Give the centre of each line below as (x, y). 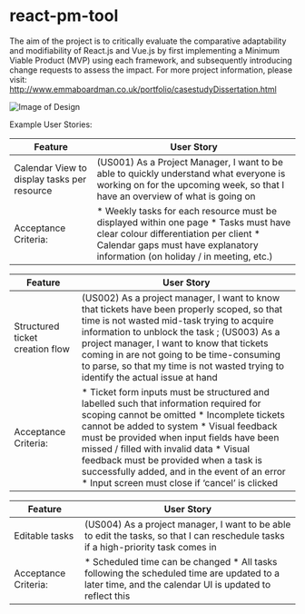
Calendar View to (51, 167)
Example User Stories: (51, 124)
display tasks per (50, 179)
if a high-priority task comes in (151, 547)
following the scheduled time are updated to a (182, 573)
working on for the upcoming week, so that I (191, 184)
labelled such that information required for (171, 403)
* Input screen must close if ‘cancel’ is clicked (180, 482)
